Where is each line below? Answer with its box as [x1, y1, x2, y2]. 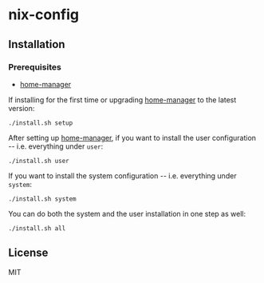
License [8, 246, 49, 260]
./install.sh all [8, 224, 66, 233]
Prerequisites [8, 62, 61, 73]
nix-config [8, 6, 80, 24]
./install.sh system [8, 194, 77, 203]
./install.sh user [8, 157, 69, 165]
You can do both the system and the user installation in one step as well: [8, 209, 246, 218]
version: [8, 103, 35, 113]
